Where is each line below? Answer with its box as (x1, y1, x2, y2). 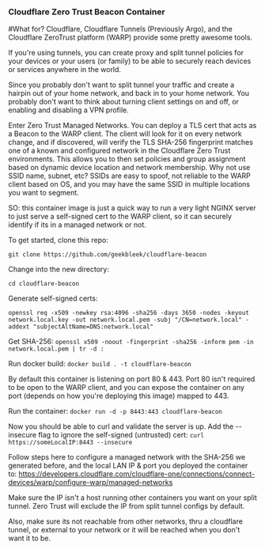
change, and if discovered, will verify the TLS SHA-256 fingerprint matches (8, 138, 253, 147)
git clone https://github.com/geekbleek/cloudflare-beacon (8, 251, 207, 259)
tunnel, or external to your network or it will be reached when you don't (8, 525, 240, 535)
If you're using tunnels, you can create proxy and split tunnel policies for (8, 48, 244, 58)
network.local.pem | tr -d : (8, 345, 104, 354)
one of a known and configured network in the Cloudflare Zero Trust (8, 146, 231, 156)
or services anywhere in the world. (8, 65, 121, 74)
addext (8, 323, 30, 331)
